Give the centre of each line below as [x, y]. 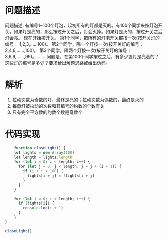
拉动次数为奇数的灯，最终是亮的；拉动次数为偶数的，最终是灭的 [78, 99]
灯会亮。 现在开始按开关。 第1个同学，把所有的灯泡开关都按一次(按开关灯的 [82, 38]
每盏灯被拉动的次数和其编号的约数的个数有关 [58, 106]
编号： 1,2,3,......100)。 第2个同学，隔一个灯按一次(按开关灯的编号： [74, 44]
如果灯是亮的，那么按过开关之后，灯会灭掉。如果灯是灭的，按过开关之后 [88, 31]
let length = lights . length [43, 157]
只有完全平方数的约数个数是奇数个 [47, 112]
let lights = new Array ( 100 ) [44, 153]
